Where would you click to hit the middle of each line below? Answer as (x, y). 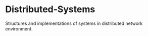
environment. (19, 28)
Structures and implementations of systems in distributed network (74, 23)
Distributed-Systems (50, 9)
